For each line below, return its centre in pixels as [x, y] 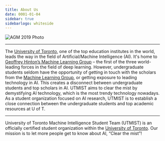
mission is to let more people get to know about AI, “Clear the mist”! [74, 134]
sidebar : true [20, 19]
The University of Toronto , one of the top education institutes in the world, [80, 52]
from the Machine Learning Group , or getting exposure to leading [71, 78]
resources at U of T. [25, 109]
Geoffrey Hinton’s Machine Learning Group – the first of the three [71, 62]
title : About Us [22, 10]
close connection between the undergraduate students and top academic [79, 104]
